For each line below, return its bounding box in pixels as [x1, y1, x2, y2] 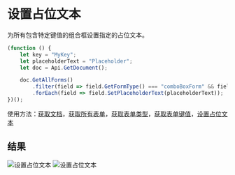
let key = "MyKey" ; [20, 51, 77, 58]
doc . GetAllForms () [20, 77, 73, 84]
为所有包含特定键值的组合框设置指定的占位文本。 [7, 31, 148, 39]
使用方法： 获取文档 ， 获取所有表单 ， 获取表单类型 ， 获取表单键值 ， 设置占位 [7, 109, 222, 118]
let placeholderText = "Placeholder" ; [20, 57, 133, 65]
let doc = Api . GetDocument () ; [20, 64, 108, 71]
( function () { [7, 45, 52, 52]
